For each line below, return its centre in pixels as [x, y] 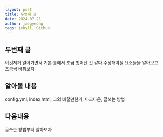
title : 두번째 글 [21, 14]
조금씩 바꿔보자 [20, 69]
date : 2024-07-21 [23, 19]
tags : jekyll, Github [28, 28]
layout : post [19, 10]
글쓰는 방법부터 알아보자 [29, 129]
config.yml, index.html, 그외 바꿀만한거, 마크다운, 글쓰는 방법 [65, 99]
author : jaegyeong [24, 24]
